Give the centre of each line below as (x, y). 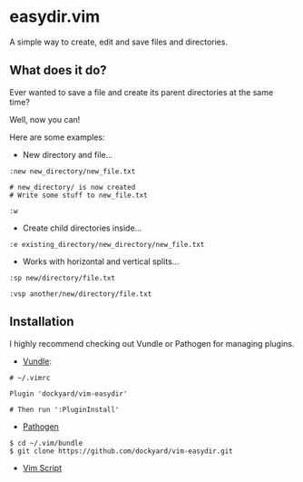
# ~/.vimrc (30, 378)
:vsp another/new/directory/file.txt (81, 294)
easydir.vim (55, 17)
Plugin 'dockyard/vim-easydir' (68, 393)
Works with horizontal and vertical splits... (101, 261)
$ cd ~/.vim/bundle (46, 443)
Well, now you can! (45, 119)
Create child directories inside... (82, 228)
